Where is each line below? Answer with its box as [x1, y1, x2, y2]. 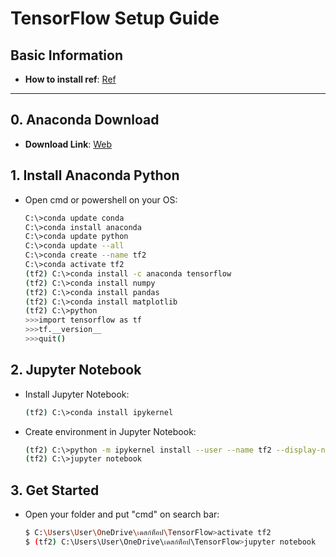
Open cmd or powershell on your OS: [24, 193, 178, 206]
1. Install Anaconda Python [10, 167, 180, 184]
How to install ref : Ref [24, 73, 117, 85]
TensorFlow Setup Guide [10, 7, 220, 30]
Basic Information [10, 47, 124, 64]
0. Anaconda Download [10, 112, 160, 129]
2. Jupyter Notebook [10, 362, 142, 379]
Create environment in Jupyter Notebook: [24, 425, 197, 437]
